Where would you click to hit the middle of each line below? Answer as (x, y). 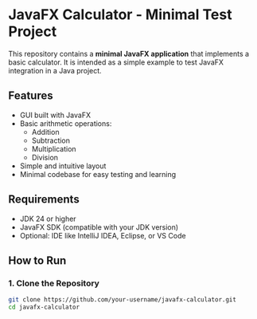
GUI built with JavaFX (55, 115)
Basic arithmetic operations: (66, 123)
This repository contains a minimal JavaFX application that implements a (128, 53)
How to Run (37, 260)
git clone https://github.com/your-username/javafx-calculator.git (123, 300)
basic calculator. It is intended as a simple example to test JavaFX (116, 62)
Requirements (44, 200)
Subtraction (51, 140)
